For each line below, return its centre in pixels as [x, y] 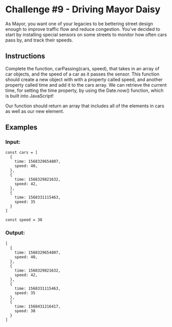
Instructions [25, 56]
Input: [13, 142]
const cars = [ [22, 152]
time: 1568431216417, [37, 306]
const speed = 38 [24, 220]
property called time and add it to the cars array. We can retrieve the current [86, 85]
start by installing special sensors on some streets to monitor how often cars [86, 34]
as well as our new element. [35, 111]
